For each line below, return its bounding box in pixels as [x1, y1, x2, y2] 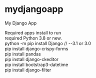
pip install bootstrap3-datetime [4, 61, 68, 67]
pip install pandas [4, 51, 41, 57]
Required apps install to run [4, 29, 61, 35]
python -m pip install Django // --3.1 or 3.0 [4, 40, 91, 46]
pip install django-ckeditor [4, 56, 58, 62]
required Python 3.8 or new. [4, 35, 62, 41]
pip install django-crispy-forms [4, 45, 68, 51]
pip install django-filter [4, 66, 51, 73]
